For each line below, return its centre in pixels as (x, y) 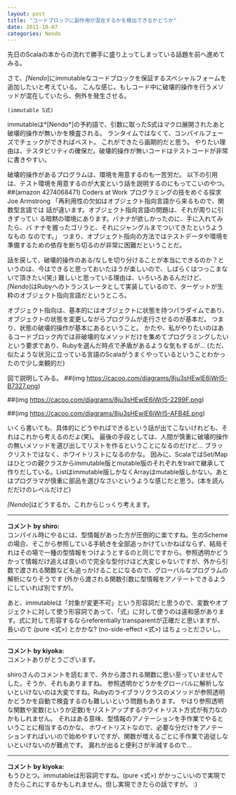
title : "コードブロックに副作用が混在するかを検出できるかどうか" (92, 20)
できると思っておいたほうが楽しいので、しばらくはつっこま (136, 269)
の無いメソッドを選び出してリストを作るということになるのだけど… (105, 445)
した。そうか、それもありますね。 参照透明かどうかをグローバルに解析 (110, 684)
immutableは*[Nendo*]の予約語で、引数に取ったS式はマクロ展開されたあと (116, 125)
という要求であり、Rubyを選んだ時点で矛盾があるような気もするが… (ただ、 (118, 345)
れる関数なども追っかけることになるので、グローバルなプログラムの (130, 570)
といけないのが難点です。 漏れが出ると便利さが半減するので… (103, 745)
